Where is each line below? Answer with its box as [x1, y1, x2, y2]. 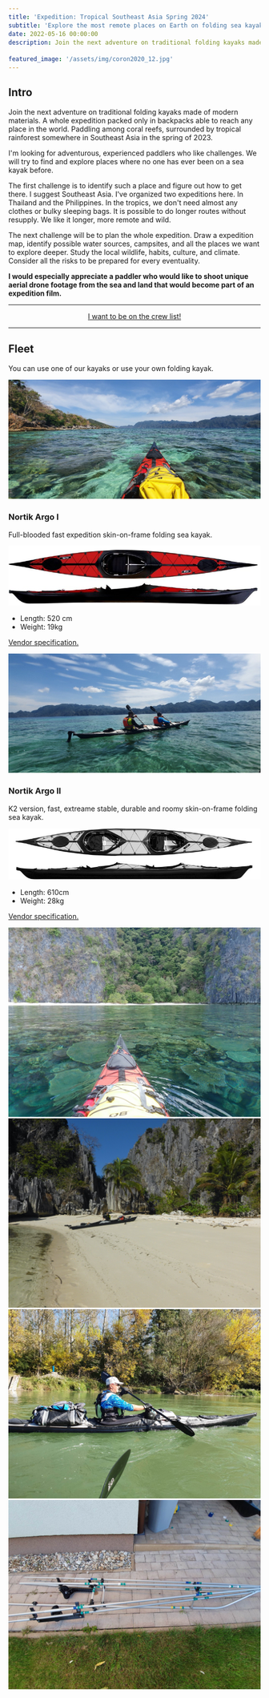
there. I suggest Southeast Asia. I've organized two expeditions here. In [8, 189, 244, 199]
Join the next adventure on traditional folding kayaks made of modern [8, 107, 239, 116]
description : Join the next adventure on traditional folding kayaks [8, 38, 246, 46]
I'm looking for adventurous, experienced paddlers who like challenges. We [8, 148, 258, 158]
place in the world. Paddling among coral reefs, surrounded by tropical [8, 124, 242, 134]
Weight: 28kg [19, 896, 65, 905]
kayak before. [8, 165, 54, 175]
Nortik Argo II [8, 785, 62, 797]
